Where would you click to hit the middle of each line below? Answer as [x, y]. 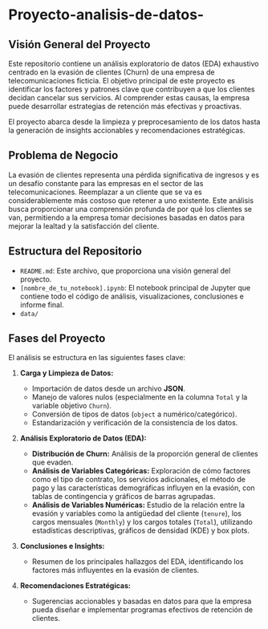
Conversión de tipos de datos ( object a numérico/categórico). [134, 414]
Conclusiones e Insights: [62, 546]
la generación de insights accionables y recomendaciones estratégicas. [127, 130]
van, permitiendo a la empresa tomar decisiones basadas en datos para [126, 217]
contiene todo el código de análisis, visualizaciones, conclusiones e [132, 296]
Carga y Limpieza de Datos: [67, 373]
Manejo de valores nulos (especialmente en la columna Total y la [140, 397]
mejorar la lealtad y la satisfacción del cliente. [84, 225]
